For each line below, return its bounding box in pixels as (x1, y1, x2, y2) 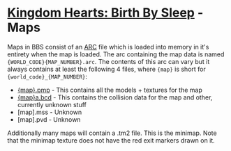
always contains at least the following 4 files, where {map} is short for (7, 65, 206, 73)
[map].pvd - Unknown (17, 115, 81, 123)
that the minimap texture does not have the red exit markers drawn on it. (7, 136, 215, 144)
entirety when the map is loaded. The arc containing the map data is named (7, 50, 225, 58)
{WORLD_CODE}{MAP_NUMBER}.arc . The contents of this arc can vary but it (7, 57, 210, 65)
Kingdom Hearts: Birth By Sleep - (7, 5, 204, 21)
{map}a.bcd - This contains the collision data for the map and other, (17, 93, 213, 102)
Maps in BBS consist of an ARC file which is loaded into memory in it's (7, 42, 209, 51)
